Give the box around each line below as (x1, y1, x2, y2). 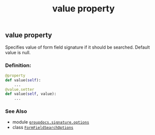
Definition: (5, 62, 31, 68)
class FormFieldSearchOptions (12, 125, 74, 131)
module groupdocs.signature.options (12, 119, 89, 125)
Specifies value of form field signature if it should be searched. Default (5, 44, 150, 50)
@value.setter (5, 87, 35, 92)
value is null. (5, 49, 31, 55)
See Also (5, 108, 27, 115)
